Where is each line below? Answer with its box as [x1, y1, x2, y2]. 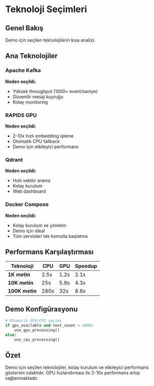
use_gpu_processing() [14, 327, 60, 332]
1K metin [8, 271, 30, 278]
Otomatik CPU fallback [12, 138, 60, 144]
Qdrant [5, 156, 23, 163]
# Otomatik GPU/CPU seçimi [5, 318, 62, 323]
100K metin [8, 287, 37, 294]
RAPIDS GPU [5, 111, 37, 118]
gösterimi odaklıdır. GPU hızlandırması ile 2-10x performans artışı [5, 370, 140, 376]
